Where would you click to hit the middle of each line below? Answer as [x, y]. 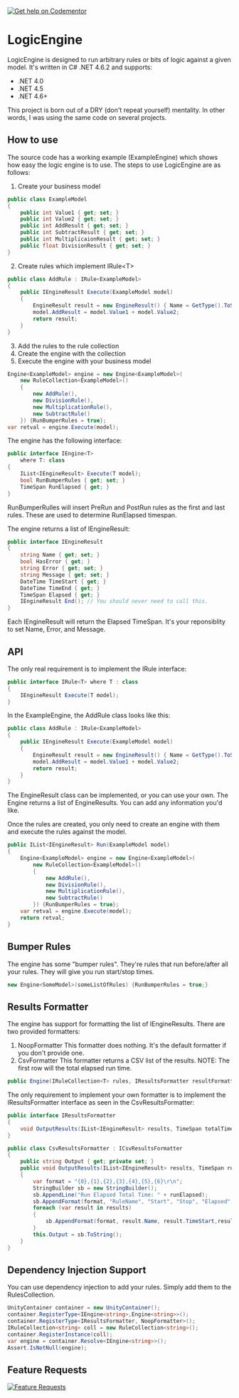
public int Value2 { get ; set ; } [70, 219]
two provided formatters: [44, 1032]
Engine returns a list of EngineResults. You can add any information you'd [115, 803]
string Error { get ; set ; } [62, 568]
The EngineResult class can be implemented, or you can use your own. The [118, 795]
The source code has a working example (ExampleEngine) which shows [113, 157]
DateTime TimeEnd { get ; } [60, 588]
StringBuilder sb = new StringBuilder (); [95, 1188]
